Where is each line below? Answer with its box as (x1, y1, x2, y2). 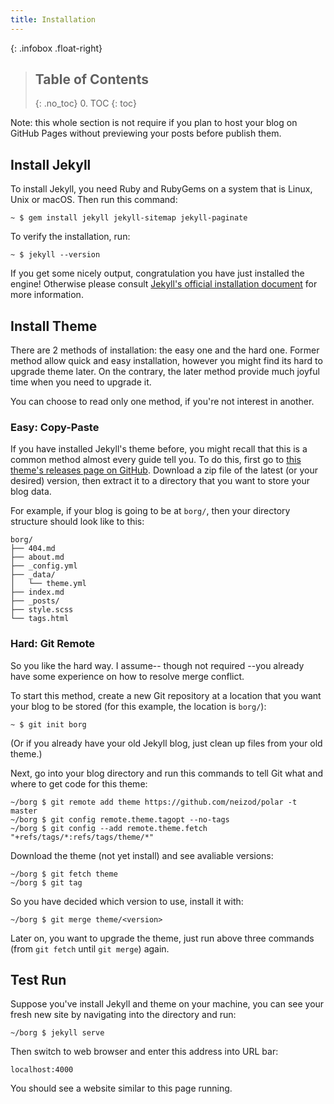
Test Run (10, 972, 67, 989)
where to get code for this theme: (10, 777, 148, 790)
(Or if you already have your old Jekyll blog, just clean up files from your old (10, 737, 323, 749)
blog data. (10, 486, 52, 498)
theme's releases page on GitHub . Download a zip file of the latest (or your (10, 464, 318, 476)
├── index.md (10, 587, 65, 598)
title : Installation (10, 14, 97, 25)
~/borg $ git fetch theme (10, 869, 118, 879)
